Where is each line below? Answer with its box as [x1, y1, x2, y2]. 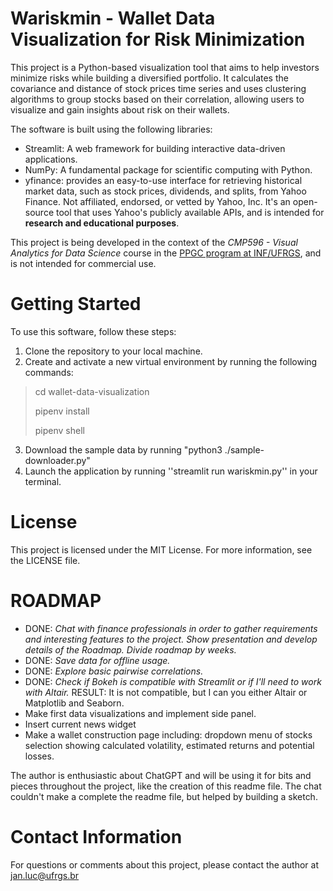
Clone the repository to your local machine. [24, 345, 203, 357]
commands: [24, 366, 74, 378]
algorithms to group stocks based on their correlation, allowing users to [10, 93, 305, 105]
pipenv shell [34, 424, 85, 436]
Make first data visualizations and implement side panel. [24, 707, 257, 719]
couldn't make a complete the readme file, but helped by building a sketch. [10, 790, 318, 802]
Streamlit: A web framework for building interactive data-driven [24, 142, 286, 154]
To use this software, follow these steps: [10, 325, 177, 337]
